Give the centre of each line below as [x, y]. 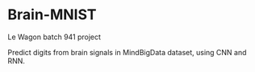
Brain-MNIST [52, 15]
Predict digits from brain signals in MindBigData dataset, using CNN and [127, 52]
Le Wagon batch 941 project [54, 37]
